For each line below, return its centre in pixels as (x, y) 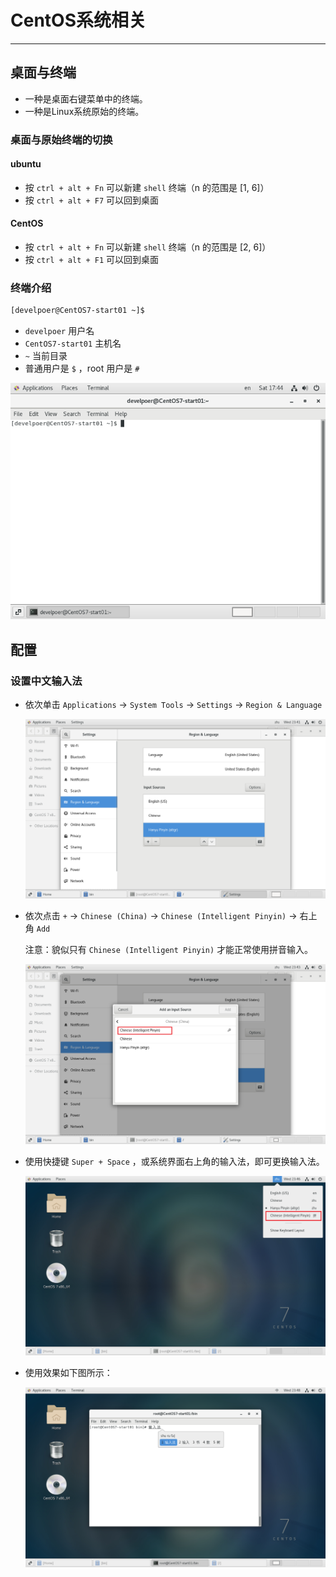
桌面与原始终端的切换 (61, 139)
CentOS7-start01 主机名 (73, 343)
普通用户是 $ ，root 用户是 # (82, 368)
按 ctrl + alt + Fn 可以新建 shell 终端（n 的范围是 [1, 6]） (147, 187)
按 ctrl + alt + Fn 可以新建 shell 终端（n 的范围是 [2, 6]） (148, 247)
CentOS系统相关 (78, 20)
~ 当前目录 (46, 356)
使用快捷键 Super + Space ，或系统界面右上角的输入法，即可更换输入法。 (174, 1161)
